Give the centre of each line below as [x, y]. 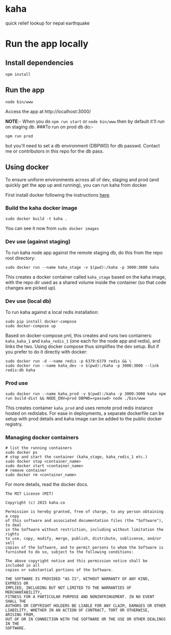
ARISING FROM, [20, 615]
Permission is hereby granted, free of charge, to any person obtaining [84, 512]
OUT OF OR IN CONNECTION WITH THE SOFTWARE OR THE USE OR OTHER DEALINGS [86, 619]
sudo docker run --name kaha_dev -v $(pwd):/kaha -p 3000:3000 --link [82, 366]
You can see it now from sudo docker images [52, 228]
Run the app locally [47, 44]
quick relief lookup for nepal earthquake [48, 23]
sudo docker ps [22, 453]
